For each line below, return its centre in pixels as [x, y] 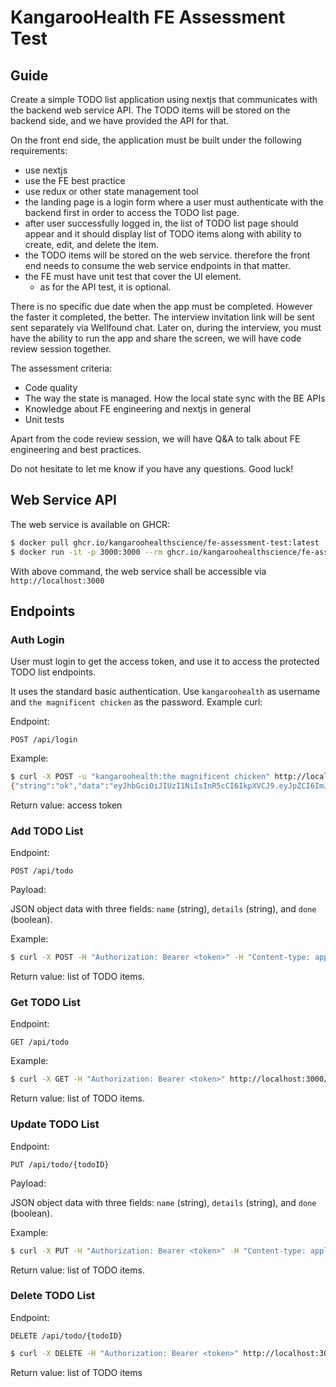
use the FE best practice [75, 180]
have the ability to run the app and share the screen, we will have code [156, 338]
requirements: [39, 150]
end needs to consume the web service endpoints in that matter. [157, 265]
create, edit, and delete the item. [91, 244]
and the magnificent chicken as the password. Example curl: [136, 702]
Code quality [51, 387]
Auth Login [37, 639]
